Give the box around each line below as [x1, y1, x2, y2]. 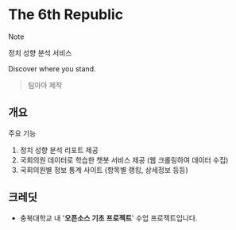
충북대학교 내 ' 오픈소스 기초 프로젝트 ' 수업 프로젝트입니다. [19, 213, 198, 223]
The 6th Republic [8, 6, 124, 24]
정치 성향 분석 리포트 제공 [19, 145, 99, 155]
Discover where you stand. [8, 63, 96, 73]
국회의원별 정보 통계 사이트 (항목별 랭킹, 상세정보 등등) [19, 165, 188, 174]
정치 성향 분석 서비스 [8, 48, 72, 57]
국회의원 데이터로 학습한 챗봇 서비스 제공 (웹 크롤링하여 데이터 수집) [19, 155, 229, 164]
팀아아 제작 [27, 80, 63, 90]
